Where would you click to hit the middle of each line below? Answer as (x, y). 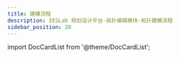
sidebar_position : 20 (39, 27)
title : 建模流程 (29, 14)
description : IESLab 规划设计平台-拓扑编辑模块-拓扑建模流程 (90, 21)
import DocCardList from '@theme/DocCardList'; (79, 47)
